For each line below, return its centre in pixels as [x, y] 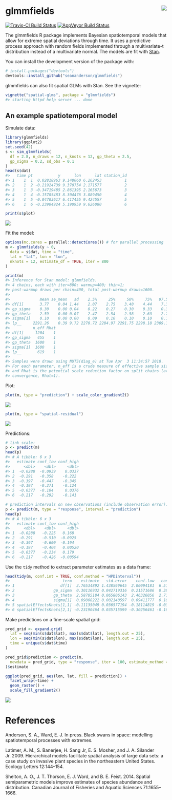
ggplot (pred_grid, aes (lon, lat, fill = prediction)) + [66, 676]
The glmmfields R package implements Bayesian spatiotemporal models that [86, 35]
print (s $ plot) [20, 214]
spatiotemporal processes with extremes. [49, 740]
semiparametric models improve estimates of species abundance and [79, 782]
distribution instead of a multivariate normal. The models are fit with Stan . [83, 51]
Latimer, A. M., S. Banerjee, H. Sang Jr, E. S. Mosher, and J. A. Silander [80, 750]
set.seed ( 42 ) [19, 147]
